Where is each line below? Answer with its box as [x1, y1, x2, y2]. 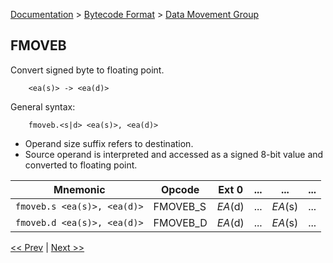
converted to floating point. [24, 159, 138, 171]
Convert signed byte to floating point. [10, 64, 165, 76]
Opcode [161, 182, 200, 196]
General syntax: [10, 100, 76, 113]
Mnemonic [53, 182, 106, 196]
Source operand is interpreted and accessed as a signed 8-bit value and [24, 148, 324, 160]
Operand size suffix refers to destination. [24, 137, 194, 149]
